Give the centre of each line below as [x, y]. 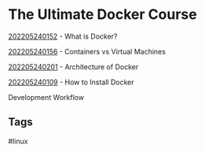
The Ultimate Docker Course [103, 15]
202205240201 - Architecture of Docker [73, 67]
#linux [18, 141]
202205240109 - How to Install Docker [71, 82]
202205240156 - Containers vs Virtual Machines [87, 51]
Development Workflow [46, 97]
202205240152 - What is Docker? [63, 36]
